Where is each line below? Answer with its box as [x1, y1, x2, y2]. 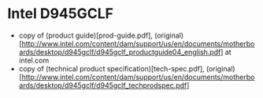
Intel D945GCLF [7, 5, 113, 23]
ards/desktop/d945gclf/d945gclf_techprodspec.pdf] [18, 80, 190, 90]
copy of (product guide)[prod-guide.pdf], [18, 31, 153, 40]
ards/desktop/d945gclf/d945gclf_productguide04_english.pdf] [18, 47, 224, 56]
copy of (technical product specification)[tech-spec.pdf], [18, 64, 206, 73]
